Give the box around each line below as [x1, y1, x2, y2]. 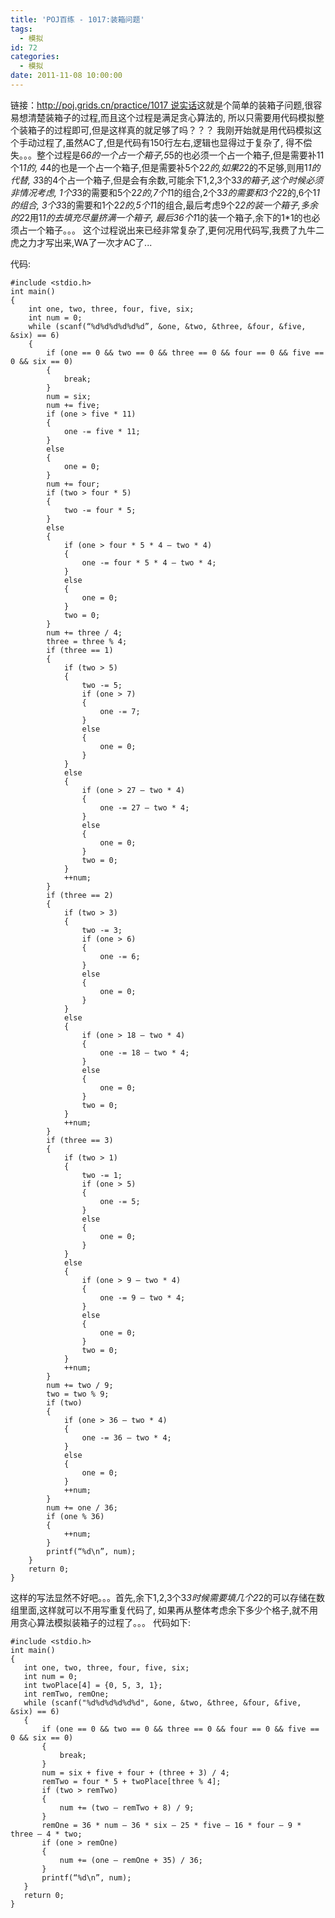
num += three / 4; [46, 627, 123, 638]
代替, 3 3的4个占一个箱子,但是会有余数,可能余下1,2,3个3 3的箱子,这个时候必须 [10, 174, 324, 186]
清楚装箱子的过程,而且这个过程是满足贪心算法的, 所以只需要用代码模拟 [27, 111, 317, 123]
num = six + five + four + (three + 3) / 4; [41, 1767, 230, 1778]
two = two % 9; [46, 1389, 110, 1399]
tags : [10, 24, 33, 34]
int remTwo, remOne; [23, 1689, 110, 1699]
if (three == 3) [46, 1135, 114, 1145]
